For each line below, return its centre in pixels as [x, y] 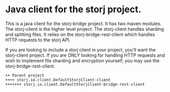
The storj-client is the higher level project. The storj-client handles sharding [85, 29]
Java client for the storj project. [73, 9]
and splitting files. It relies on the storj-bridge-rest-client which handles [80, 34]
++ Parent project [25, 75]
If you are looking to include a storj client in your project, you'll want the [80, 50]
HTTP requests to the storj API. [38, 40]
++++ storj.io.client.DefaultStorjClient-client [58, 80]
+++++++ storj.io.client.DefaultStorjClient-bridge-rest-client [75, 84]
